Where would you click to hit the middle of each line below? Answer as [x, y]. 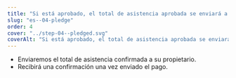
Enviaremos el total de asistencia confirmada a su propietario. [107, 59]
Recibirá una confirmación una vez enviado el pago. [93, 67]
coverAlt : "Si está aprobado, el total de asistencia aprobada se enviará [119, 40]
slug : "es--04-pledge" [40, 20]
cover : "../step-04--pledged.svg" [58, 33]
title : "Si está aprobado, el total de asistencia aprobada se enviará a [118, 14]
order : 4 [20, 26]
